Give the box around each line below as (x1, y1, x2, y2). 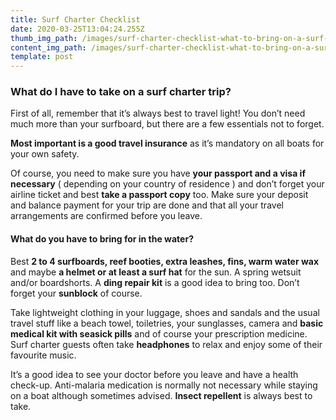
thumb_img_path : (10, 33, 78, 43)
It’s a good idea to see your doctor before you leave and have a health (10, 368, 299, 380)
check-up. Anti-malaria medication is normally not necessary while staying (10, 379, 318, 391)
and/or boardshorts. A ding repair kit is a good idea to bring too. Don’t (10, 276, 300, 288)
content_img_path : (10, 42, 87, 53)
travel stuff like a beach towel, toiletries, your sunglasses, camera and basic (10, 317, 324, 329)
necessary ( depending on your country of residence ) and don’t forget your (10, 178, 325, 190)
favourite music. (10, 349, 77, 361)
